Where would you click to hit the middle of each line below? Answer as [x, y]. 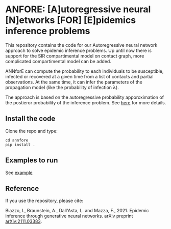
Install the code [30, 119]
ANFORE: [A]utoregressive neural [78, 9]
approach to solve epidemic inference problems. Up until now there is [79, 50]
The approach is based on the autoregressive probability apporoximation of [85, 97]
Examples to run [32, 161]
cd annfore [17, 140]
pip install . [20, 145]
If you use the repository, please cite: [44, 201]
